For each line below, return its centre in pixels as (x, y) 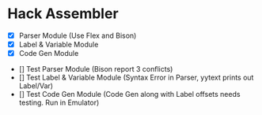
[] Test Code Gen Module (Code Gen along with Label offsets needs (129, 95)
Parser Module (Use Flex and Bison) (78, 35)
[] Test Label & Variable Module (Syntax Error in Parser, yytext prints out (136, 78)
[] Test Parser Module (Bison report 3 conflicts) (96, 69)
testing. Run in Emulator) (59, 102)
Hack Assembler (63, 14)
